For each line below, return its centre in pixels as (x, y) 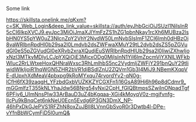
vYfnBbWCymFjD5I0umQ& (38, 113)
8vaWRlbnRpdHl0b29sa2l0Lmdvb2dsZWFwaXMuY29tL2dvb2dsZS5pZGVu (97, 44)
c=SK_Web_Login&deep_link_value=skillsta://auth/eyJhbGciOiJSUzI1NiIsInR (97, 26)
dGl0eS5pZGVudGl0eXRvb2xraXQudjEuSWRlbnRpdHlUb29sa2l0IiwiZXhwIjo (98, 51)
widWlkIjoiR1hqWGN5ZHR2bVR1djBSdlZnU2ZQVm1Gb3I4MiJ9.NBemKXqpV (97, 69)
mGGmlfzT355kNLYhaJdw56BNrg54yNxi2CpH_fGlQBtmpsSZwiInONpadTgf (98, 88)
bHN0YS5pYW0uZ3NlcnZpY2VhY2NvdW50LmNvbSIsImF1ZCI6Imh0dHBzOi (97, 38)
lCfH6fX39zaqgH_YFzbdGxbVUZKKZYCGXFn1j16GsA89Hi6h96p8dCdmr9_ (96, 82)
